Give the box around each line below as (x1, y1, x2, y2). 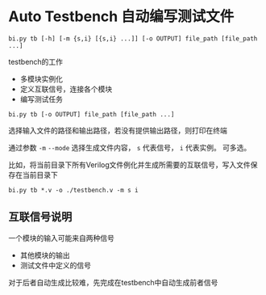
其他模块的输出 (19, 250, 70, 259)
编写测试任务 (19, 94, 63, 103)
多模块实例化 (19, 74, 63, 83)
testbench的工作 (8, 57, 63, 66)
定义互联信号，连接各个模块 (19, 84, 113, 94)
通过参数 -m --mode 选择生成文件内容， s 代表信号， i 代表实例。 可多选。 (8, 142, 251, 152)
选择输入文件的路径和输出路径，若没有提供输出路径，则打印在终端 (8, 125, 227, 135)
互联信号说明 (8, 210, 73, 224)
